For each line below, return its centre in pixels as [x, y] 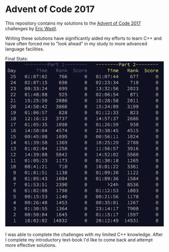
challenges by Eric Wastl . [31, 28]
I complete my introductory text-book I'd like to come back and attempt [79, 239]
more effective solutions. [31, 245]
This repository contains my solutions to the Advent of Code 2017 [73, 23]
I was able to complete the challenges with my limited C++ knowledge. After [84, 234]
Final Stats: [17, 58]
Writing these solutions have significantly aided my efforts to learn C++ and [83, 38]
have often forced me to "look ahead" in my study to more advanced [76, 43]
